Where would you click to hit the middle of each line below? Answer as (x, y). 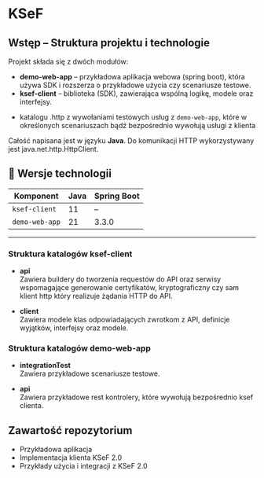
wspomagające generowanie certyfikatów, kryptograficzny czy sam (129, 288)
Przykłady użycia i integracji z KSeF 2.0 (83, 466)
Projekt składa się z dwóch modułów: (68, 61)
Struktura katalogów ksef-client (70, 254)
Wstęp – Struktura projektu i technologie (109, 43)
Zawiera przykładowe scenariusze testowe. (90, 373)
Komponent (36, 196)
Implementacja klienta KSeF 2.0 (71, 458)
